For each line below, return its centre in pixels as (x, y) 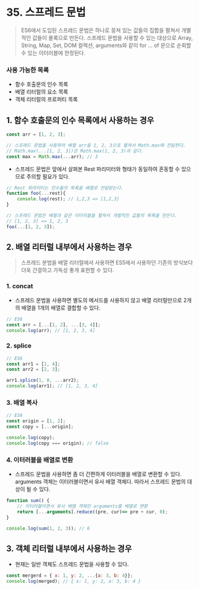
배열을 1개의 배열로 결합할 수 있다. (61, 308)
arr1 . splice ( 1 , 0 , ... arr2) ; (43, 381)
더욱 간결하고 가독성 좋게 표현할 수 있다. (67, 270)
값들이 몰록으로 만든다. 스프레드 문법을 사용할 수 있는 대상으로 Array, (113, 37)
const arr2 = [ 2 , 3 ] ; (33, 370)
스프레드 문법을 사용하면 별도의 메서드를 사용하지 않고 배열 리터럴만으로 (98, 300)
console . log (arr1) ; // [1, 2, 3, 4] (52, 386)
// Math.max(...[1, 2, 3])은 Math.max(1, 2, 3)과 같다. (75, 151)
